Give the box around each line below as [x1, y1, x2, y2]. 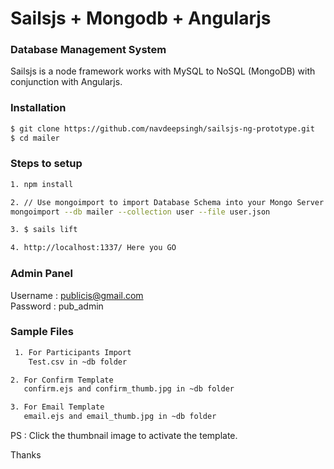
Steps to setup [10, 157, 83, 171]
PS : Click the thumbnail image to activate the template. [10, 430, 238, 442]
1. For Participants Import [14, 347, 132, 357]
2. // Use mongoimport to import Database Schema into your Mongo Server [10, 197, 325, 207]
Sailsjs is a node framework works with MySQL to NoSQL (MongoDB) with [10, 65, 316, 77]
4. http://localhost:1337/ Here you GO [10, 243, 177, 253]
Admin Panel [10, 267, 73, 281]
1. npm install [10, 179, 74, 189]
